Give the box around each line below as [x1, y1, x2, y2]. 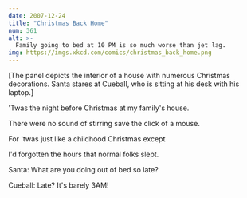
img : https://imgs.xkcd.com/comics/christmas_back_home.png [8, 49, 213, 57]
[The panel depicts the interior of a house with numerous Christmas [8, 71, 231, 80]
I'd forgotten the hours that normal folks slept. [8, 149, 159, 159]
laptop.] [8, 88, 34, 97]
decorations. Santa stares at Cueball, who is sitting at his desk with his [8, 79, 240, 89]
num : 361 [8, 26, 37, 34]
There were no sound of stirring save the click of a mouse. [8, 119, 201, 128]
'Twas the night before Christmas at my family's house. [8, 103, 190, 113]
